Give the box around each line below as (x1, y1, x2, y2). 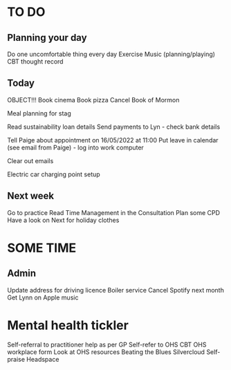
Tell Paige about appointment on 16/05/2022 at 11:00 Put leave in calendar (7, 136, 219, 144)
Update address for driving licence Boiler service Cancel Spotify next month (7, 286, 225, 294)
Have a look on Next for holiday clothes (7, 216, 120, 224)
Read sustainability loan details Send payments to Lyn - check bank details (7, 122, 221, 131)
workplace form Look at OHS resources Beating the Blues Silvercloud (7, 347, 205, 356)
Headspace (26, 355, 59, 363)
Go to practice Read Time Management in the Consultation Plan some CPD (7, 208, 220, 216)
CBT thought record (7, 57, 64, 66)
